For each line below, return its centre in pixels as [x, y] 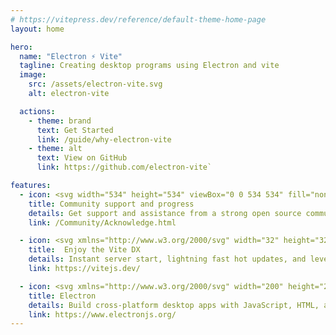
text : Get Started [75, 130]
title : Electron [62, 296]
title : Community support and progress [111, 204]
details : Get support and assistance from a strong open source [165, 213]
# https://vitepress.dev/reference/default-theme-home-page [138, 19]
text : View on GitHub [82, 158]
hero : [21, 47]
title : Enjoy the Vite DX [84, 250]
